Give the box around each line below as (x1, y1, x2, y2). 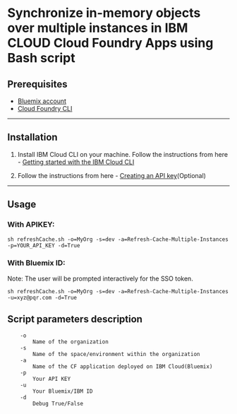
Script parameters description (7, 313, 143, 326)
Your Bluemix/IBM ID (32, 387, 93, 395)
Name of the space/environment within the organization (32, 350, 200, 357)
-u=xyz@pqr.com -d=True (7, 294, 78, 301)
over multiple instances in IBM (7, 20, 188, 36)
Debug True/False (32, 400, 83, 407)
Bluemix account (17, 97, 67, 105)
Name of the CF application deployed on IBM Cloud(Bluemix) (32, 362, 213, 370)
